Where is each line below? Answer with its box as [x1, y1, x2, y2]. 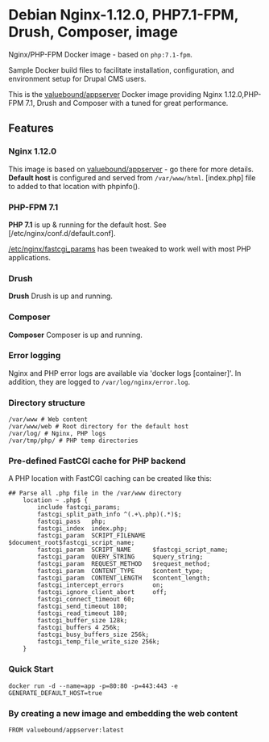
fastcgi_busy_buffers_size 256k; [37, 630, 150, 639]
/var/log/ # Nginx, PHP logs [8, 430, 106, 438]
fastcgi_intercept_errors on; [37, 581, 163, 589]
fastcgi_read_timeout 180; [37, 609, 128, 618]
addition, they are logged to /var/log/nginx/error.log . [8, 377, 191, 386]
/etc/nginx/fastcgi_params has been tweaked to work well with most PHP [8, 244, 251, 254]
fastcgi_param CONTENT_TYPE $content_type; [37, 567, 204, 575]
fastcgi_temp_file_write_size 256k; [37, 638, 160, 646]
